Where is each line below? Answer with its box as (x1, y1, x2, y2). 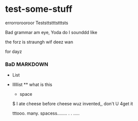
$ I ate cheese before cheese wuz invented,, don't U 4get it (12, 101, 133, 107)
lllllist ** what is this (12, 81, 53, 87)
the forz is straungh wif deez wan (5, 39, 73, 45)
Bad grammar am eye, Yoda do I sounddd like (5, 29, 98, 35)
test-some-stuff (5, 3, 72, 15)
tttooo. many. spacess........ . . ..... (12, 110, 80, 117)
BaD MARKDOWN (5, 61, 48, 68)
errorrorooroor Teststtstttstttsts (5, 20, 69, 26)
